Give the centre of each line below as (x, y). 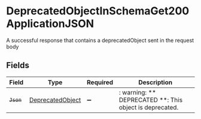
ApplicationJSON (50, 24)
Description (155, 82)
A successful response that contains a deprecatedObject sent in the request (100, 40)
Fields (18, 65)
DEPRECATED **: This (151, 100)
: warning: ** (138, 92)
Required (100, 82)
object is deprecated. (149, 107)
